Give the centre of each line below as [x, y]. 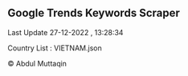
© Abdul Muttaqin [37, 63]
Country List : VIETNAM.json [55, 48]
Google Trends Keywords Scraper [94, 13]
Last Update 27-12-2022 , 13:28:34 [65, 32]
